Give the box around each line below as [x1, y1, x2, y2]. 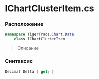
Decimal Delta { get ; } [5, 69, 54, 74]
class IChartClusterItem [14, 37, 65, 41]
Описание [17, 45, 39, 51]
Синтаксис [5, 58, 33, 65]
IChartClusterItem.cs [5, 3, 94, 14]
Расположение [5, 21, 44, 28]
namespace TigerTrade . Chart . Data [5, 32, 74, 37]
